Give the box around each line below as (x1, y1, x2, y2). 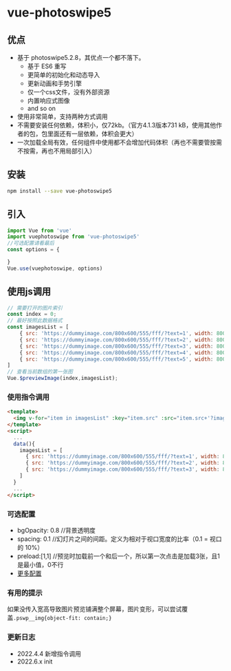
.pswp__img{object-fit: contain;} (13, 615, 112, 622)
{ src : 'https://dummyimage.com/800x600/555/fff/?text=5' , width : (19, 356, 214, 363)
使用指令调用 (7, 392, 50, 402)
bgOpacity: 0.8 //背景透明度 (16, 526, 96, 534)
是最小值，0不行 (16, 560, 64, 568)
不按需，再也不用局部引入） (16, 147, 96, 155)
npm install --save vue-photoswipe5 (7, 187, 112, 194)
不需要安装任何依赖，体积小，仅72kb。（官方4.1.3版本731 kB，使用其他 (16, 121, 217, 129)
